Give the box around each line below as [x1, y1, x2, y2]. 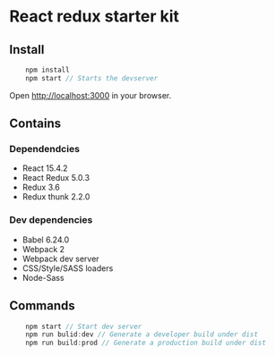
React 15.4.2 [21, 163, 69, 174]
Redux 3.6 [21, 182, 60, 193]
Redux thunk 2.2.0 [21, 191, 90, 202]
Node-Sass [21, 272, 64, 283]
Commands [9, 298, 76, 314]
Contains [9, 116, 61, 131]
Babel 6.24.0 [21, 234, 70, 245]
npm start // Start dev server [25, 322, 142, 331]
